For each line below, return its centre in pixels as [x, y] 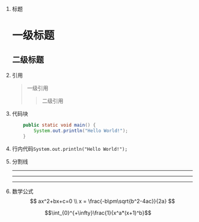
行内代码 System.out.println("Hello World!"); [70, 148]
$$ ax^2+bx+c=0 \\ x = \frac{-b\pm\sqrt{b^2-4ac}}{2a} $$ [103, 201]
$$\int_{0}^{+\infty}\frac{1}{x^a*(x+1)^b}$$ [98, 212]
